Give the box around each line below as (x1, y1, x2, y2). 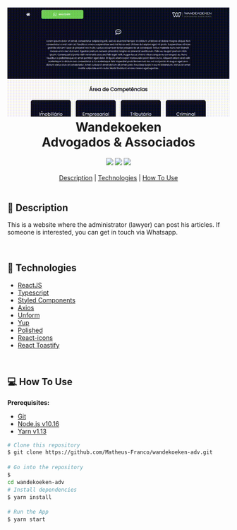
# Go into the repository (7, 464, 83, 471)
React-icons (17, 333, 53, 342)
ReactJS (17, 281, 42, 289)
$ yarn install (7, 493, 52, 501)
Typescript (17, 288, 49, 297)
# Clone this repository (7, 442, 80, 449)
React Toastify (17, 341, 60, 349)
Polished (17, 326, 44, 334)
